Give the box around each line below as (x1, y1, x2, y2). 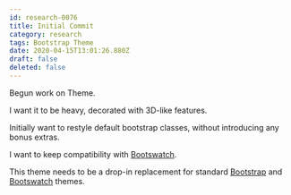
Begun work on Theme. (9, 87, 96, 98)
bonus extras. (9, 131, 60, 142)
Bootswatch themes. (9, 175, 85, 186)
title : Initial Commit (9, 21, 94, 30)
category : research (9, 30, 82, 38)
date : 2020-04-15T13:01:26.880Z (9, 47, 130, 55)
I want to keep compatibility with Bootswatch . (9, 148, 177, 159)
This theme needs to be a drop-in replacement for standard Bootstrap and (9, 166, 283, 177)
